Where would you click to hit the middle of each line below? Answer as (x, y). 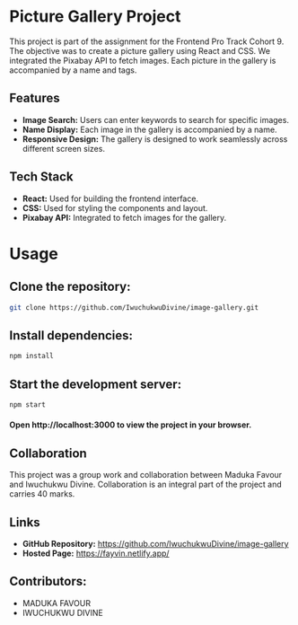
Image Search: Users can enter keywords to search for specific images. (156, 119)
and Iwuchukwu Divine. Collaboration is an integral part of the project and (146, 484)
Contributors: (48, 581)
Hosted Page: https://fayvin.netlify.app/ (96, 553)
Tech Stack (41, 177)
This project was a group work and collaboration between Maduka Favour (146, 475)
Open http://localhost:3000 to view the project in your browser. (131, 425)
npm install (31, 357)
